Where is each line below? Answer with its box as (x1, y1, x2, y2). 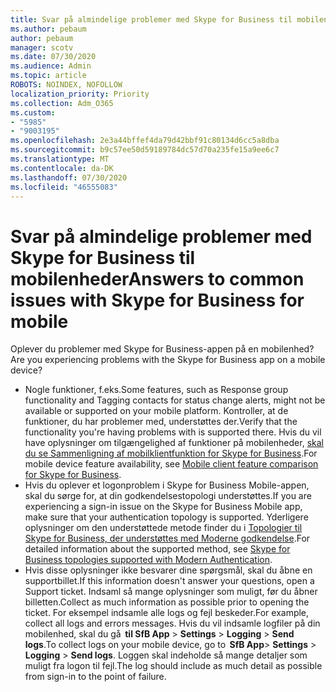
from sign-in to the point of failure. (24, 671, 167, 683)
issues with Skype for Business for (10, 289, 305, 311)
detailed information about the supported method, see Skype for (24, 543, 291, 555)
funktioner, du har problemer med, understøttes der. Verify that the (24, 416, 298, 428)
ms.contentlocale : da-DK (10, 163, 114, 173)
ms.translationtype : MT (10, 154, 110, 164)
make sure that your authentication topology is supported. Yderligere (24, 511, 309, 523)
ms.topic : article (10, 71, 87, 81)
